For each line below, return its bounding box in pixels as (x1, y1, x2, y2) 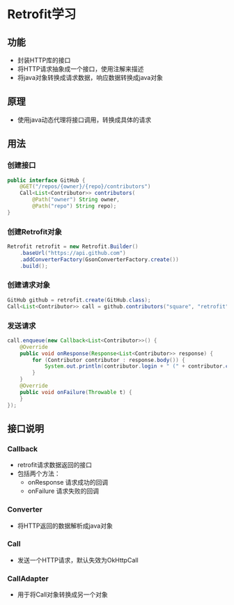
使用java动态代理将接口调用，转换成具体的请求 (17, 116, 152, 124)
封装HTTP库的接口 (17, 56, 71, 64)
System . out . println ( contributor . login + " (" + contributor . (44, 363, 226, 370)
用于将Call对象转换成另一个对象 (17, 590, 108, 599)
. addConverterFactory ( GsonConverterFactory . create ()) (19, 256, 179, 263)
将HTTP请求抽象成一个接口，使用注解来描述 (17, 65, 144, 73)
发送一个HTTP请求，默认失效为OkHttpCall (17, 556, 139, 564)
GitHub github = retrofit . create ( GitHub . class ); (7, 297, 151, 304)
